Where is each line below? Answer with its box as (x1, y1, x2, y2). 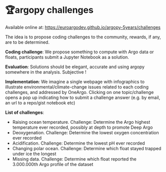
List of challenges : (5, 109, 44, 115)
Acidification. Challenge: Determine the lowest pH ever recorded (12, 140, 146, 146)
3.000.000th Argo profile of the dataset (12, 161, 94, 167)
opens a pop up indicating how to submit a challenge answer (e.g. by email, (5, 94, 161, 100)
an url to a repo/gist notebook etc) (5, 99, 76, 105)
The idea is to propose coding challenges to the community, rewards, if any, (5, 34, 161, 40)
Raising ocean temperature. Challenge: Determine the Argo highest (12, 119, 151, 125)
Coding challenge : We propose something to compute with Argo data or (5, 49, 154, 55)
